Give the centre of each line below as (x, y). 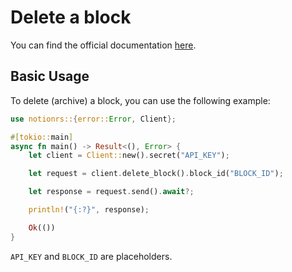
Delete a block (71, 17)
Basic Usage (50, 76)
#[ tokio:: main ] (42, 137)
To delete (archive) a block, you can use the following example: (140, 100)
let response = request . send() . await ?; (111, 192)
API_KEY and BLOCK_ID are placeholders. (91, 256)
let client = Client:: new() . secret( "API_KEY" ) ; (129, 156)
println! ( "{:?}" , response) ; (89, 210)
